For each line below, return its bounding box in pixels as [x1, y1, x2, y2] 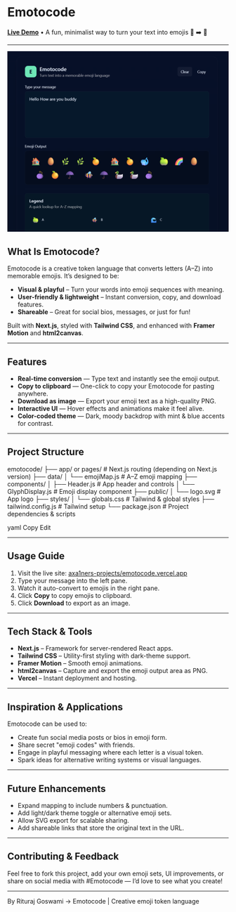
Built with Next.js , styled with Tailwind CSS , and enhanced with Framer [7, 321, 216, 330]
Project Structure [7, 446, 84, 458]
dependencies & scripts [7, 509, 76, 518]
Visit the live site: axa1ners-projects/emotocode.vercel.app [17, 568, 188, 577]
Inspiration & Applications [7, 701, 123, 713]
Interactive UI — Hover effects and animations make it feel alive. [17, 405, 205, 413]
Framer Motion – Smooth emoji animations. [17, 659, 143, 667]
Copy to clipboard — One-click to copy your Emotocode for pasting [17, 382, 215, 391]
